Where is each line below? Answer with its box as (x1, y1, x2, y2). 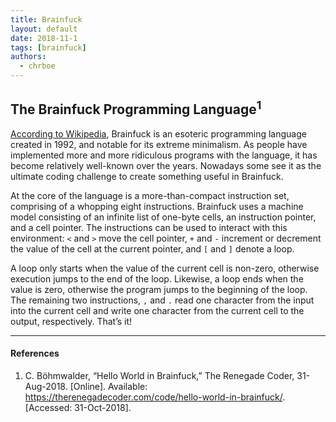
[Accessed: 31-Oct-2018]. (24, 402, 132, 414)
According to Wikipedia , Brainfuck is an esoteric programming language (10, 127, 307, 140)
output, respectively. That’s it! (10, 315, 133, 327)
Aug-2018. (24, 381, 68, 393)
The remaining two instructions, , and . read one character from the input (10, 294, 315, 306)
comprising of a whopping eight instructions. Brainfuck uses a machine (10, 200, 304, 212)
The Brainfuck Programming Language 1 (10, 98, 262, 118)
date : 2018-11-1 (10, 33, 78, 43)
